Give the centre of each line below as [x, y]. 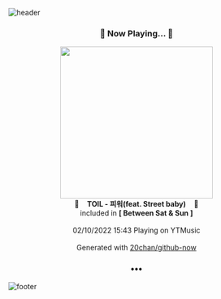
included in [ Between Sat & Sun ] [136, 213]
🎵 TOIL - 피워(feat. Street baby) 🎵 [136, 204]
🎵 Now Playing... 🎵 [136, 33]
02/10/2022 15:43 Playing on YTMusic [136, 230]
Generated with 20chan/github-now [136, 248]
